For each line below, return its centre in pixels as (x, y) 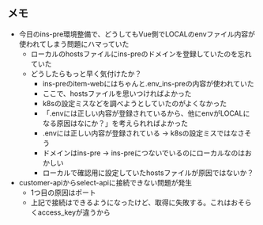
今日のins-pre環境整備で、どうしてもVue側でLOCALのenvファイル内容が (137, 34)
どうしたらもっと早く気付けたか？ (86, 74)
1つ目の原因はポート (63, 193)
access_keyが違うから (74, 212)
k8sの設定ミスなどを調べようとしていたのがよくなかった (135, 103)
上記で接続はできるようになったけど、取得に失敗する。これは (131, 202)
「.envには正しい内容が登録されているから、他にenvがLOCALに (146, 113)
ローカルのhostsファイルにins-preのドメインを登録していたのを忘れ (141, 54)
